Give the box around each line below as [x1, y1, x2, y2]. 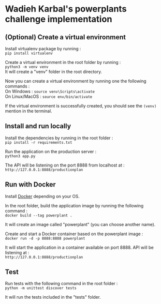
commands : [5, 83, 30, 89]
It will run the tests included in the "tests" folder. [5, 294, 101, 300]
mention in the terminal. [5, 108, 52, 114]
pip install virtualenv [5, 51, 53, 56]
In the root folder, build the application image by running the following [5, 202, 144, 209]
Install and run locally [5, 122, 71, 130]
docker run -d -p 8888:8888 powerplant [5, 236, 86, 241]
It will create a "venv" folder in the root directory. [5, 69, 102, 75]
